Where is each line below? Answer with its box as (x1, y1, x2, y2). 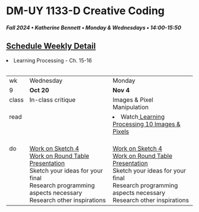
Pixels (112, 127, 129, 135)
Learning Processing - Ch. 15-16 (14, 57, 92, 64)
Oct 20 (29, 86, 49, 94)
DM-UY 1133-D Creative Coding (6, 4, 165, 18)
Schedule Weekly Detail (6, 41, 96, 51)
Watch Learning (120, 112, 165, 120)
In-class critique (29, 96, 76, 104)
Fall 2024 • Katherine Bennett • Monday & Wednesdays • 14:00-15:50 (6, 24, 182, 31)
